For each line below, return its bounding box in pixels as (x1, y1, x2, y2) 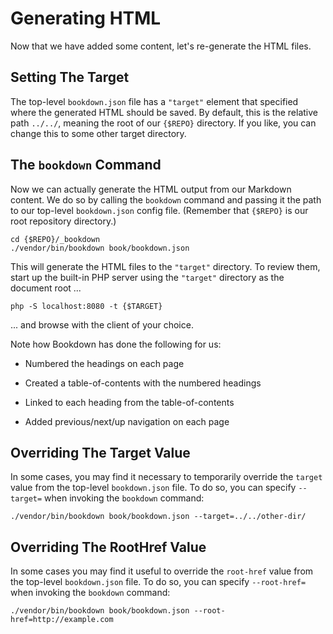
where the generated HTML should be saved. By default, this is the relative (10, 106, 319, 118)
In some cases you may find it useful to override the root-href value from (10, 565, 314, 577)
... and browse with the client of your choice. (10, 318, 194, 331)
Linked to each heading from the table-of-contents (24, 396, 235, 408)
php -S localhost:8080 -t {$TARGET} (10, 301, 163, 311)
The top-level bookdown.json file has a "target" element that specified (10, 95, 299, 107)
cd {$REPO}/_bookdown (10, 234, 101, 244)
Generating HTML (10, 7, 162, 30)
